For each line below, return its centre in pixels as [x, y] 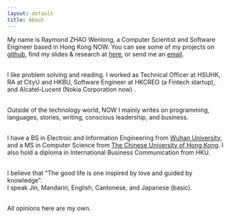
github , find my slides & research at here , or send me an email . [95, 54]
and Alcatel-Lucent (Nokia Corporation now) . [71, 89]
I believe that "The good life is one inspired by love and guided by [100, 173]
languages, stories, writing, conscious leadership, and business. [98, 117]
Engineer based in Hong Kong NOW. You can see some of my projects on [111, 47]
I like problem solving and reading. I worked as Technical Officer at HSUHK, [114, 74]
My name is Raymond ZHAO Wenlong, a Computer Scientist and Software [111, 39]
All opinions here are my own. [49, 208]
